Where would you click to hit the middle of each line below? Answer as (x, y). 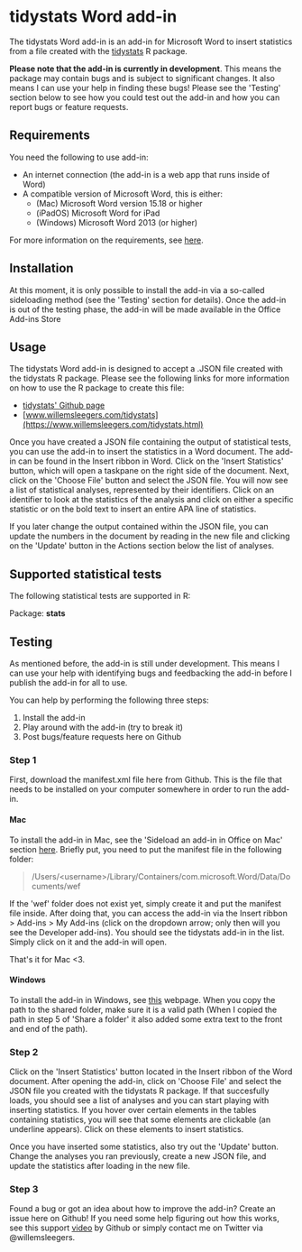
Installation (41, 268)
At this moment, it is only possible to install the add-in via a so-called (137, 290)
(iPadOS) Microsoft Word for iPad (98, 213)
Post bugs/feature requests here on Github (102, 736)
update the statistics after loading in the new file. (100, 1166)
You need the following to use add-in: (79, 157)
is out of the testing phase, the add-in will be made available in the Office (145, 309)
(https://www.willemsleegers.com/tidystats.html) (113, 425)
